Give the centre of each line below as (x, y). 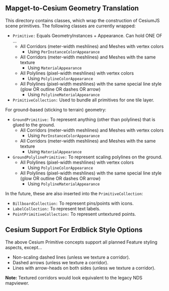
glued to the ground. (34, 125)
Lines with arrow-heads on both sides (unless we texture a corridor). (84, 268)
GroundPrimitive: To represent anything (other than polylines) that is (84, 119)
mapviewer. (17, 283)
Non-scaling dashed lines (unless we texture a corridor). (71, 257)
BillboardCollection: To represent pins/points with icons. (73, 203)
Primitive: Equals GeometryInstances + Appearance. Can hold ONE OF (87, 35)
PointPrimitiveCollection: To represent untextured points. (74, 214)
